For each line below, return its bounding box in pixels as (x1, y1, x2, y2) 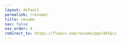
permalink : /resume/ (5, 12, 49, 17)
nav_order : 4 (5, 26, 33, 31)
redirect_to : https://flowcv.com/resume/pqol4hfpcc (5, 31, 117, 36)
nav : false (5, 21, 28, 27)
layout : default (5, 7, 39, 13)
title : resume (5, 17, 35, 22)
